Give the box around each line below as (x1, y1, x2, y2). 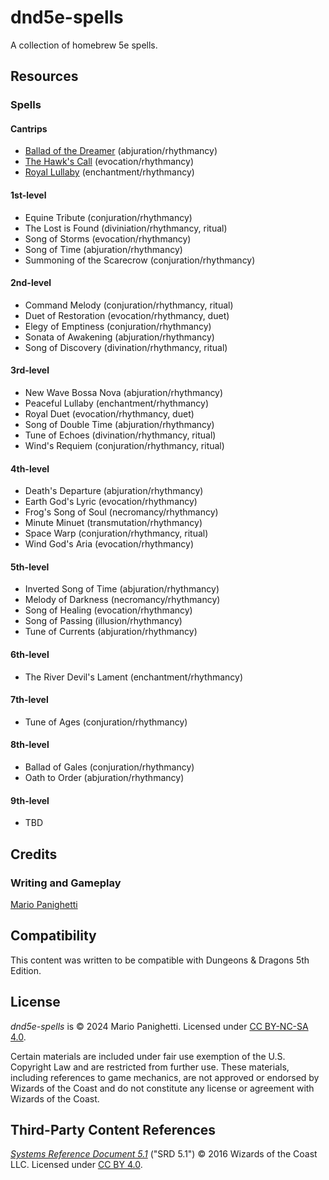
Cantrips (10, 122, 48, 135)
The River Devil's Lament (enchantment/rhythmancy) (24, 671, 244, 683)
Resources (10, 68, 79, 85)
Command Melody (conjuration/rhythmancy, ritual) (24, 299, 234, 311)
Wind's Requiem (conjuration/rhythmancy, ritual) (24, 440, 225, 452)
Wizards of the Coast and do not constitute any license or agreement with (10, 1082, 315, 1094)
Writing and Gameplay (10, 876, 122, 890)
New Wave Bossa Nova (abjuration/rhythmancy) (24, 387, 224, 399)
